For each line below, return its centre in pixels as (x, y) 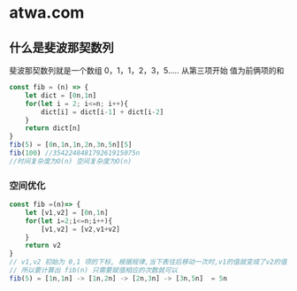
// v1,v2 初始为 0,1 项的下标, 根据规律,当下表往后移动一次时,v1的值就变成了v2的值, (150, 262)
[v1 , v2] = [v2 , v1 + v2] (81, 229)
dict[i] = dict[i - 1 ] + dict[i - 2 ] (103, 112)
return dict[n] (53, 128)
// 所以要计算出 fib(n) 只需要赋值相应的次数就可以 (94, 271)
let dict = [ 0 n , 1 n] (61, 96)
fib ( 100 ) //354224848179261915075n (75, 153)
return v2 (43, 246)
